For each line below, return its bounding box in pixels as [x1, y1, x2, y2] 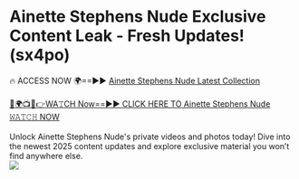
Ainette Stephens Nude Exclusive [9, 6, 266, 27]
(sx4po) [9, 45, 71, 65]
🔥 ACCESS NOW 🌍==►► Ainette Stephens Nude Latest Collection [9, 75, 261, 86]
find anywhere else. [9, 150, 83, 161]
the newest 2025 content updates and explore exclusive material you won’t [9, 140, 290, 151]
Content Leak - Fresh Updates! [9, 25, 245, 46]
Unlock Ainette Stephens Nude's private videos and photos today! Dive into [9, 131, 291, 142]
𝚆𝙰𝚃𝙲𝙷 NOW [9, 111, 61, 122]
